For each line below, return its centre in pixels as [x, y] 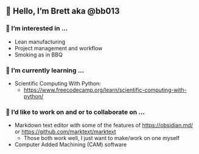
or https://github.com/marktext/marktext [65, 132]
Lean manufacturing [40, 42]
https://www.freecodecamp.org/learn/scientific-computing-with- [105, 90]
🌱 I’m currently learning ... [45, 70]
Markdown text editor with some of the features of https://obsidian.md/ [103, 126]
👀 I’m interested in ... [37, 28]
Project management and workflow [58, 48]
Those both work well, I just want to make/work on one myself [102, 138]
